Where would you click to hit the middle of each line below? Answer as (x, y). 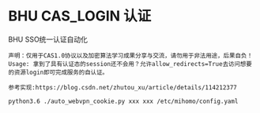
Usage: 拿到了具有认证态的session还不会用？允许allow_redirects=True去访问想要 (130, 64)
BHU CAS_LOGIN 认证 (80, 16)
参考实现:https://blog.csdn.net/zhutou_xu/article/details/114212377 (122, 87)
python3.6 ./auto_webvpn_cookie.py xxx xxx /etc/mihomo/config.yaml (123, 101)
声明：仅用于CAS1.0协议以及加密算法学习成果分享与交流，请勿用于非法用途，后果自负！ (130, 56)
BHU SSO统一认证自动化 (48, 39)
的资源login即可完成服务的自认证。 (58, 72)
